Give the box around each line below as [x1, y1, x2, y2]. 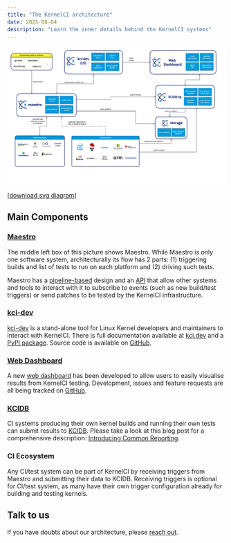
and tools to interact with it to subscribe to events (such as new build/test [7, 283, 216, 291]
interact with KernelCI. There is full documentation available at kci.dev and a [7, 331, 224, 339]
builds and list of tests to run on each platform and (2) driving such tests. [7, 262, 215, 270]
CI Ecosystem [7, 451, 55, 461]
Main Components [7, 212, 89, 223]
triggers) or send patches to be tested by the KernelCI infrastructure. [7, 291, 203, 299]
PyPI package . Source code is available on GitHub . [7, 338, 152, 347]
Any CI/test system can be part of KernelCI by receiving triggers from [7, 467, 205, 475]
